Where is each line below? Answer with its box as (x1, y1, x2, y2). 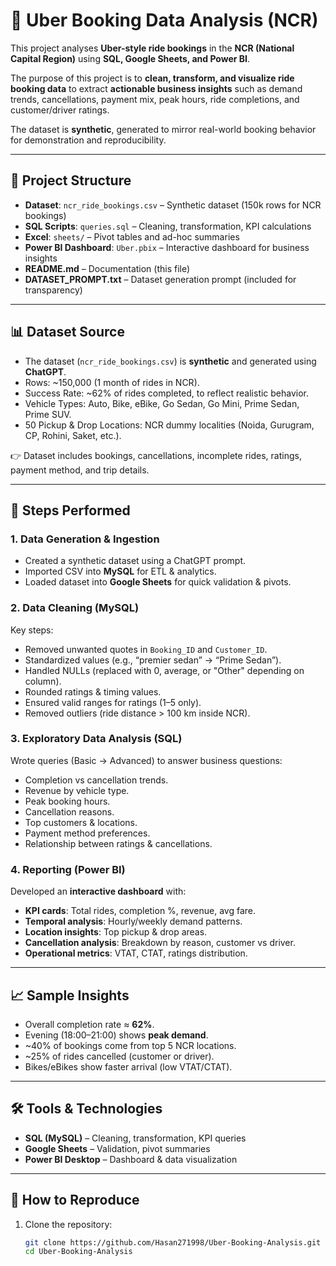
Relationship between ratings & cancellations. (24, 837, 213, 849)
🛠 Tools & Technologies (10, 1100, 163, 1118)
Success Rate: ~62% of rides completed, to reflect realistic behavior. (24, 387, 310, 399)
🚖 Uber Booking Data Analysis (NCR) (10, 9, 319, 32)
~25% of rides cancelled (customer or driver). (24, 1050, 215, 1062)
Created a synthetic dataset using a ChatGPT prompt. (24, 555, 247, 567)
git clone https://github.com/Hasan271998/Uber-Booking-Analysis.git (24, 1237, 322, 1248)
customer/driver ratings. (10, 104, 110, 116)
